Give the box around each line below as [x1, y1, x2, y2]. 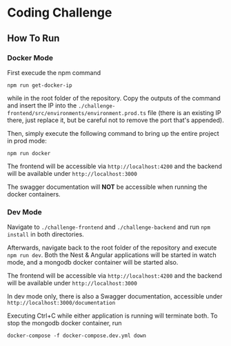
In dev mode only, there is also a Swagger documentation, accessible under [7, 292, 223, 301]
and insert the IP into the [7, 101, 77, 110]
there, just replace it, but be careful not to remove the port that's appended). [7, 116, 224, 124]
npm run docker [7, 150, 51, 156]
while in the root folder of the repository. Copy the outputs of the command [7, 94, 221, 102]
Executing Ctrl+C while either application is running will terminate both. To [7, 312, 218, 320]
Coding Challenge [7, 5, 112, 21]
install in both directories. [7, 230, 84, 238]
